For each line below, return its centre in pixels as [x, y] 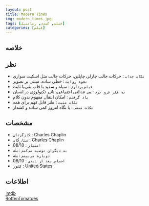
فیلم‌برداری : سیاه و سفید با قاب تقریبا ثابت [53, 87]
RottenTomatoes [22, 198]
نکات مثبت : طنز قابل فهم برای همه [45, 102]
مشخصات [19, 123]
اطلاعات [17, 181]
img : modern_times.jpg [29, 19]
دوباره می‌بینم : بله [31, 155]
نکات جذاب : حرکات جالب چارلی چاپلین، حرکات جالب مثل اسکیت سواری [79, 76]
